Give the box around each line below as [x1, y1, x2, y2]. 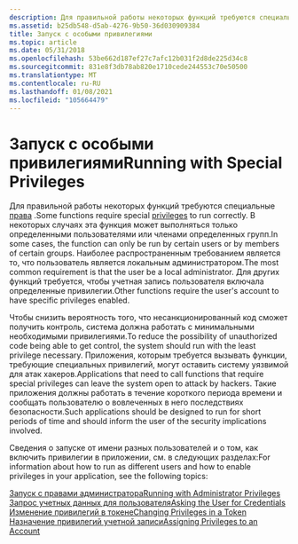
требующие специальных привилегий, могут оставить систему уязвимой [9, 359, 289, 370]
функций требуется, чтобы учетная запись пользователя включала [9, 276, 264, 287]
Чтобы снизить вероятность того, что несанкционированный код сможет [9, 312, 288, 323]
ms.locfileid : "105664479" [9, 95, 109, 105]
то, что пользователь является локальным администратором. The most [9, 257, 279, 268]
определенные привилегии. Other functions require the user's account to [9, 286, 279, 296]
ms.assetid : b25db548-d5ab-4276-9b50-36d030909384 [9, 21, 200, 30]
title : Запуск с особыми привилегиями [9, 29, 153, 38]
